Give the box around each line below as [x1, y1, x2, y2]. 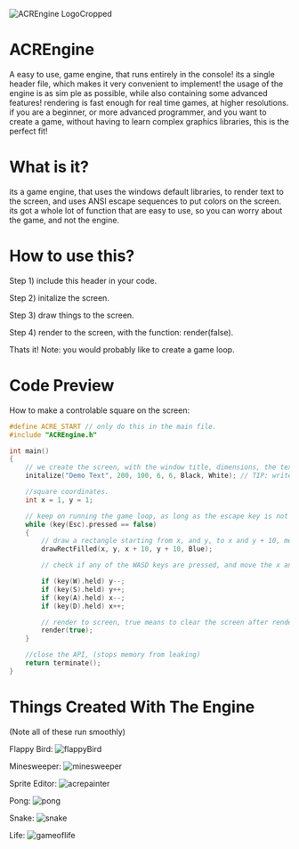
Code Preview [9, 376, 115, 395]
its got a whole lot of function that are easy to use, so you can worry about [9, 205, 283, 215]
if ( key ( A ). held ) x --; [41, 593, 125, 602]
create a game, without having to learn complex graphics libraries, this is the [9, 116, 289, 126]
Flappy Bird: [9, 743, 53, 754]
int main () [9, 446, 50, 456]
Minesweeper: [9, 761, 62, 772]
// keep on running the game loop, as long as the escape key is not [25, 512, 289, 521]
